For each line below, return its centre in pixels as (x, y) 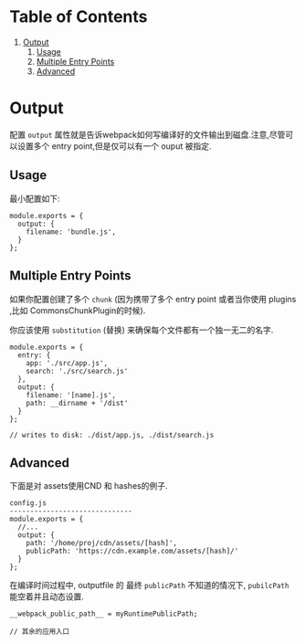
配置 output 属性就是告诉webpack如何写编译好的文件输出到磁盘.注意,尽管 (147, 134)
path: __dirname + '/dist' (77, 403)
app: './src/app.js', (67, 363)
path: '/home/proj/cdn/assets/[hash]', (102, 544)
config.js (28, 503)
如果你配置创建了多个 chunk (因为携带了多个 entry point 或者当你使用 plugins (153, 299)
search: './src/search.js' (77, 371)
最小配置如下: (35, 198)
